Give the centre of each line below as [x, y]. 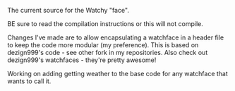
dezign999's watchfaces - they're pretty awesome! [82, 60]
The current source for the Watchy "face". [68, 10]
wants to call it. [29, 81]
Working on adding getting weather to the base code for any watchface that [117, 74]
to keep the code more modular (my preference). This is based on [103, 45]
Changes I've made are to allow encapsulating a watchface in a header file [116, 37]
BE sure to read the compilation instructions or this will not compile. [105, 24]
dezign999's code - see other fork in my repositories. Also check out [108, 53]
